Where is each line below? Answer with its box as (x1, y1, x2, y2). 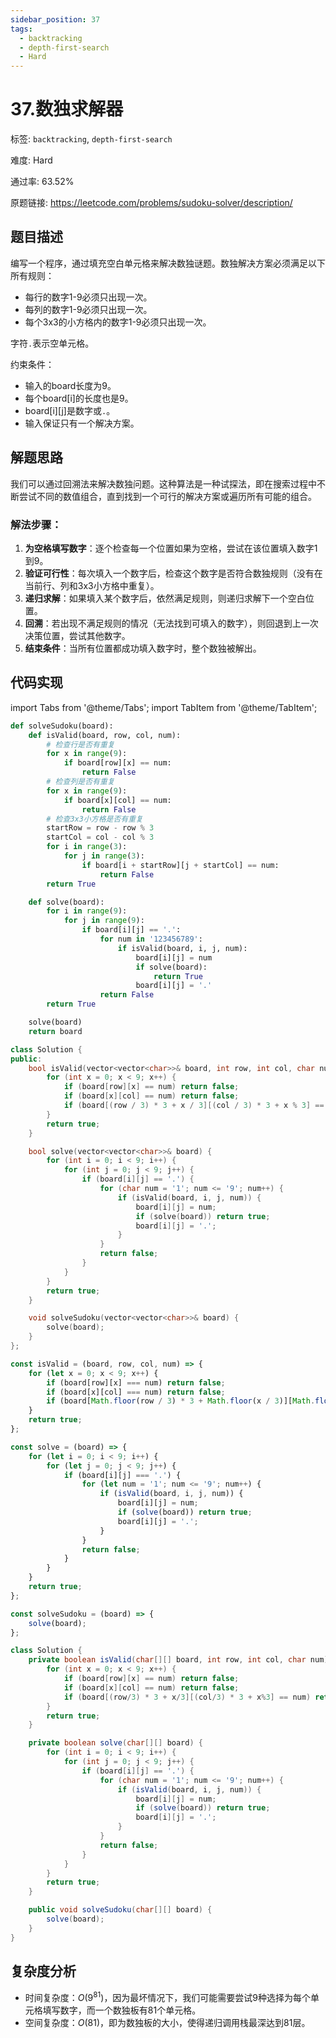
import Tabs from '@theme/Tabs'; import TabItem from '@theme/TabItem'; (10, 701, 318, 713)
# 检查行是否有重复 (46, 739, 115, 750)
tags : (10, 24, 33, 34)
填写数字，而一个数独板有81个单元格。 (42, 2004, 202, 2016)
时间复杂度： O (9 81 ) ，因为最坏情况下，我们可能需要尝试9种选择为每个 (24, 1990, 312, 2004)
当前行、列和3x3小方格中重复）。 (24, 579, 160, 591)
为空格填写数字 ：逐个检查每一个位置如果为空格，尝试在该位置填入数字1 (24, 542, 318, 554)
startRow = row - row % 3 (46, 823, 155, 833)
